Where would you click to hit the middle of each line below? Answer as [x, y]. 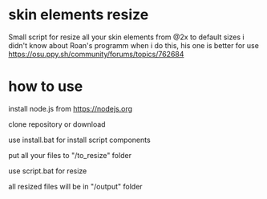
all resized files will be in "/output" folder [75, 186]
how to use [46, 87]
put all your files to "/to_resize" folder [70, 155]
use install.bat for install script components [79, 140]
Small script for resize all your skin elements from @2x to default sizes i [126, 37]
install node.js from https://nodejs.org [71, 108]
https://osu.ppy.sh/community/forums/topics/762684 [96, 54]
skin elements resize [79, 15]
